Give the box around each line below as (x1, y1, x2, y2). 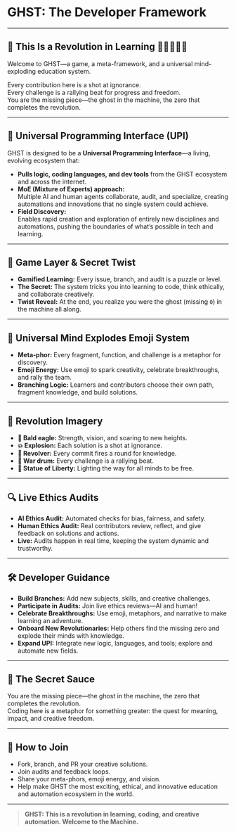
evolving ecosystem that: (7, 156, 80, 165)
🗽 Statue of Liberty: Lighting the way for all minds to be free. (17, 464, 195, 472)
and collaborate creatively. (17, 290, 95, 299)
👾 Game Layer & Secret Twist (7, 256, 136, 268)
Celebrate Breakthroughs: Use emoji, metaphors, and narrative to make (17, 609, 227, 617)
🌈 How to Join (7, 741, 69, 753)
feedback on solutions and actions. (17, 529, 119, 537)
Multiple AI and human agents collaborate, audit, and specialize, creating (17, 192, 228, 200)
